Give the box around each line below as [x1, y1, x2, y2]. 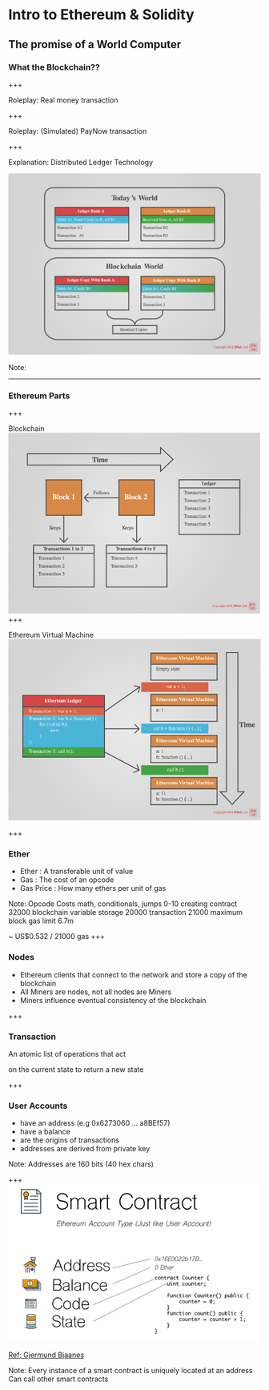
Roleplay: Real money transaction [8, 95, 118, 105]
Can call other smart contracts [8, 1374, 109, 1384]
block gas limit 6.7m [8, 916, 74, 926]
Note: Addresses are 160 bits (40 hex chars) [8, 1159, 155, 1169]
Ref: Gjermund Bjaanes [8, 1350, 85, 1360]
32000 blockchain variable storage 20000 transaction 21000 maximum [8, 908, 243, 917]
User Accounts [8, 1100, 68, 1111]
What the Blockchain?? [8, 62, 100, 73]
